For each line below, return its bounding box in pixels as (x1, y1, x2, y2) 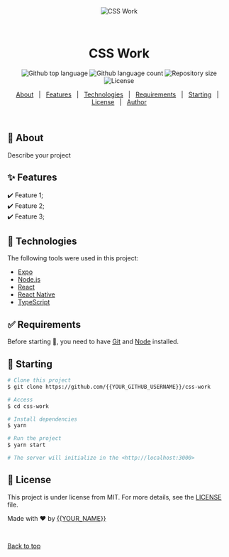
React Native (17, 290, 55, 299)
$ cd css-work (7, 402, 50, 410)
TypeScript (17, 298, 50, 307)
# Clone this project (7, 377, 72, 384)
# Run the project (7, 435, 62, 442)
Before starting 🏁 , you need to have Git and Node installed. (7, 337, 179, 346)
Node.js (17, 275, 41, 284)
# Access (7, 396, 33, 403)
